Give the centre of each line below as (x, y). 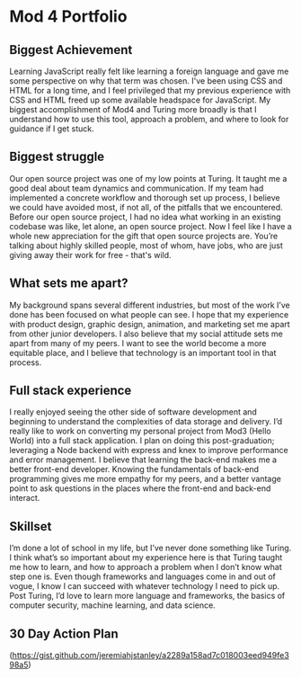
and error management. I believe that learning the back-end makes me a (143, 459)
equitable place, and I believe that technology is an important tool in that (143, 352)
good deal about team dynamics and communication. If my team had (137, 188)
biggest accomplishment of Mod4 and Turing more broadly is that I (133, 109)
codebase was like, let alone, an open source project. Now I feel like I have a (150, 226)
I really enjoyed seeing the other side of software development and (133, 412)
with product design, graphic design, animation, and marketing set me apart (150, 324)
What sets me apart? (69, 284)
